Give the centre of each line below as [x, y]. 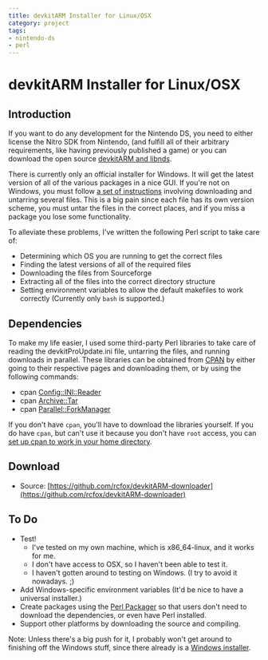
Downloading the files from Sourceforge [86, 273]
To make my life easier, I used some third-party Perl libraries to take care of [132, 342]
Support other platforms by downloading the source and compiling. [130, 623]
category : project [39, 23]
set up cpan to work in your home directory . [81, 441]
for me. [43, 555]
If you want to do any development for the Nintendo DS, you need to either [131, 133]
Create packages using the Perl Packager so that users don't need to [133, 607]
